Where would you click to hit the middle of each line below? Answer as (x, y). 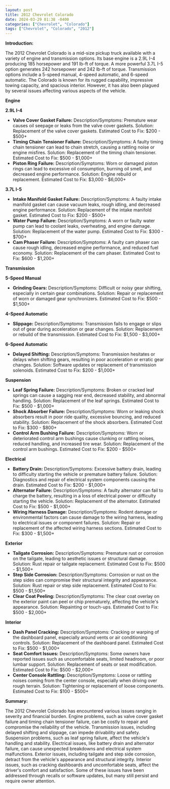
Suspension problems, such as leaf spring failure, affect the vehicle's (77, 738)
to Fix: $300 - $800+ (35, 428)
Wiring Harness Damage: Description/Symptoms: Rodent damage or (85, 512)
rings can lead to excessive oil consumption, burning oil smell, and (82, 169)
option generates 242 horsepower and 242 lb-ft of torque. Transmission (81, 69)
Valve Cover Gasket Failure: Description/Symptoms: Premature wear (85, 120)
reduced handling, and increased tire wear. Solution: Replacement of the (88, 444)
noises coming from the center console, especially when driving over (85, 680)
